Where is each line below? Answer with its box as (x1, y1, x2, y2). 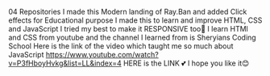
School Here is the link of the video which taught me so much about (8, 41, 234, 51)
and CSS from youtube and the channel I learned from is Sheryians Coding (8, 32, 256, 42)
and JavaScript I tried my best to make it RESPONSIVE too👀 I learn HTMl (8, 24, 248, 33)
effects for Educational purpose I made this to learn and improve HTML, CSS (8, 15, 263, 25)
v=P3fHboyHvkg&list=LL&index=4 (8, 58, 123, 68)
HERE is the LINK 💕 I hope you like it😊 (123, 58, 250, 68)
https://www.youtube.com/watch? (45, 50, 159, 59)
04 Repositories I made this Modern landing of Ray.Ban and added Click (8, 7, 247, 16)
